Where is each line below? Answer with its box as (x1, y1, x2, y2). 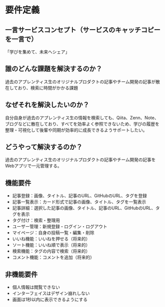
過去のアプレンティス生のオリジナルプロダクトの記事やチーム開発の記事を (5, 157, 156, 163)
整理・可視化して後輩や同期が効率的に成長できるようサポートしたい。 (5, 127, 148, 133)
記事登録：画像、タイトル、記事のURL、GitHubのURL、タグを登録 (12, 193, 147, 199)
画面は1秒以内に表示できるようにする (12, 297, 88, 303)
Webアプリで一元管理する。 (5, 163, 62, 169)
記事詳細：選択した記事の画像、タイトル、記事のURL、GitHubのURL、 (12, 205, 156, 211)
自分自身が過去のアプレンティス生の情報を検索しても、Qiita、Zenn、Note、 (5, 114, 159, 121)
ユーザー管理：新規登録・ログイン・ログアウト (12, 224, 107, 230)
